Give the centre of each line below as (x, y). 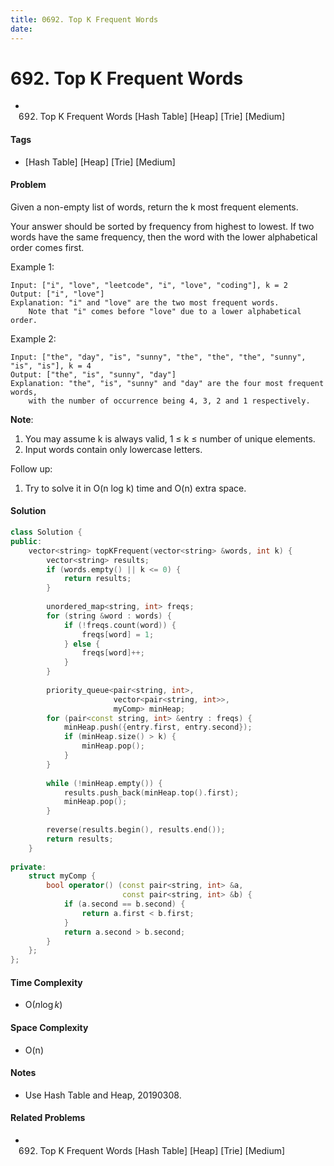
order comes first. (47, 247)
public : (26, 541)
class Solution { (46, 532)
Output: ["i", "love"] (57, 294)
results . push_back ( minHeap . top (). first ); (151, 792)
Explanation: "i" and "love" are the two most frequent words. (145, 302)
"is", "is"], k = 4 (51, 366)
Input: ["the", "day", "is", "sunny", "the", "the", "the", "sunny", (158, 357)
